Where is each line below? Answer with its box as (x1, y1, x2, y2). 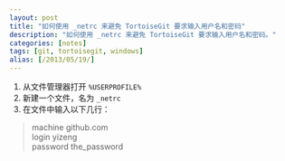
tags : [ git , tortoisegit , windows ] (9, 47, 144, 56)
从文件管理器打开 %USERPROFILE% (22, 81, 142, 91)
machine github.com (31, 122, 109, 132)
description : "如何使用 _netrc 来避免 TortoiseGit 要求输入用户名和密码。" (9, 30, 277, 39)
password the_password (31, 141, 124, 152)
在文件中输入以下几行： (22, 104, 110, 114)
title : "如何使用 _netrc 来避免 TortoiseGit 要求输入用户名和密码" (9, 22, 246, 31)
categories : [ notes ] (9, 38, 88, 48)
